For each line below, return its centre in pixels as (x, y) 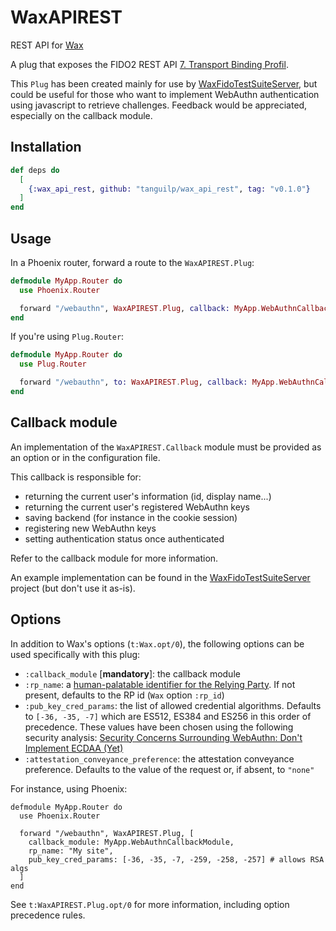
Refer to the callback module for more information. (114, 558)
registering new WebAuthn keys (90, 528)
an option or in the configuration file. (85, 457)
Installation (46, 147)
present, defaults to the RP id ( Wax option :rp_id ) (124, 695)
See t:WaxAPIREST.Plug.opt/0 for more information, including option (150, 904)
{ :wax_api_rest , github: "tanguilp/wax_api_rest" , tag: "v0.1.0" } (169, 189)
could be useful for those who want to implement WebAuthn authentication (165, 94)
